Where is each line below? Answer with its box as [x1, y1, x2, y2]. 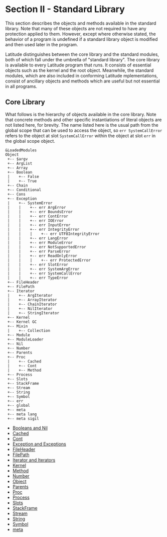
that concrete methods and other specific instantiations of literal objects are [5, 117, 162, 123]
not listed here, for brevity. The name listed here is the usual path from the [5, 122, 159, 128]
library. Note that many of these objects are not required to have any [5, 25, 146, 31]
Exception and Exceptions [12, 441, 66, 447]
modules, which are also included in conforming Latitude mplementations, [5, 72, 158, 78]
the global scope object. [5, 138, 55, 144]
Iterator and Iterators [12, 457, 56, 463]
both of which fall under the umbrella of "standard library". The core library [5, 56, 160, 62]
